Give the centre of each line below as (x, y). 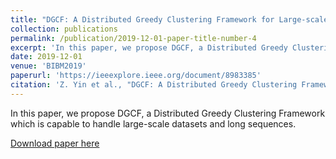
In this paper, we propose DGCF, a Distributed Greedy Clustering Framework (168, 113)
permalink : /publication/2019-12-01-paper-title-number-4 (133, 38)
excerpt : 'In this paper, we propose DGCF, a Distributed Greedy (149, 47)
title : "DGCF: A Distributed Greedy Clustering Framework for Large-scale (169, 19)
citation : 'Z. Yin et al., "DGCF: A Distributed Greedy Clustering (154, 85)
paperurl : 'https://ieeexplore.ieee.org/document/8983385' (136, 76)
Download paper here (55, 143)
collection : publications (64, 29)
